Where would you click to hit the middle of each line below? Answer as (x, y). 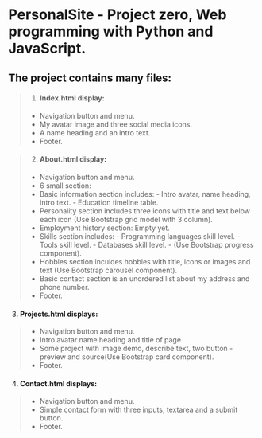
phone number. (64, 287)
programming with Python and (111, 31)
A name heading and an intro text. (95, 132)
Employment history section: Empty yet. (105, 228)
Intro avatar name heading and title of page (110, 340)
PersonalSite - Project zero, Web (118, 15)
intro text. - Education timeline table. (99, 202)
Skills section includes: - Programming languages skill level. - (140, 236)
